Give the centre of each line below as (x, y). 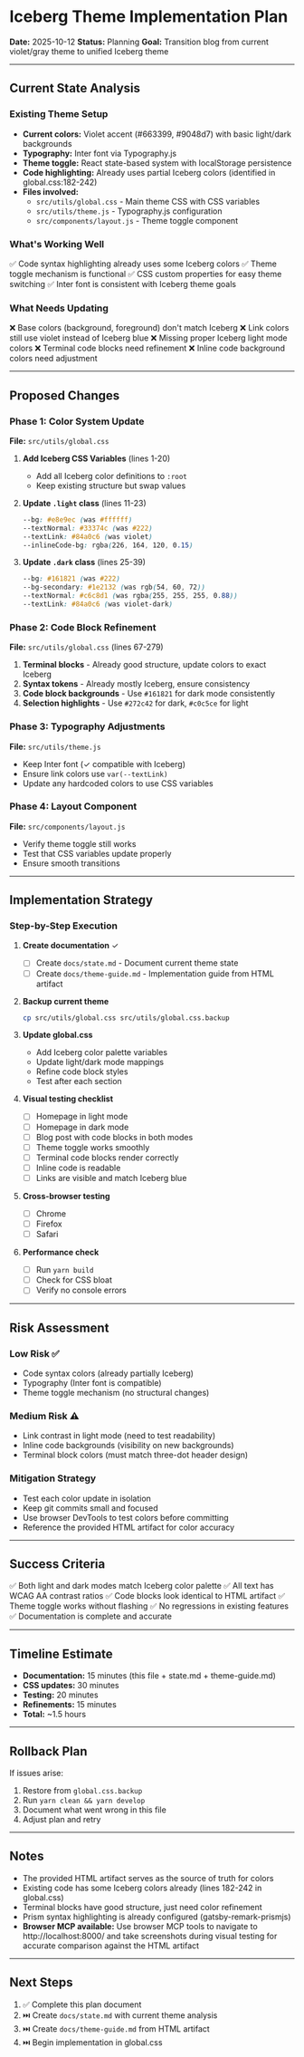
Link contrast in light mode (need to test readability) (119, 1436)
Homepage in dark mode (82, 1127)
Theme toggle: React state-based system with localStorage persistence (157, 163)
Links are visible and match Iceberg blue (111, 1177)
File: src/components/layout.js (67, 826)
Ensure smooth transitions (71, 863)
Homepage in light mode (82, 1117)
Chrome (51, 1213)
